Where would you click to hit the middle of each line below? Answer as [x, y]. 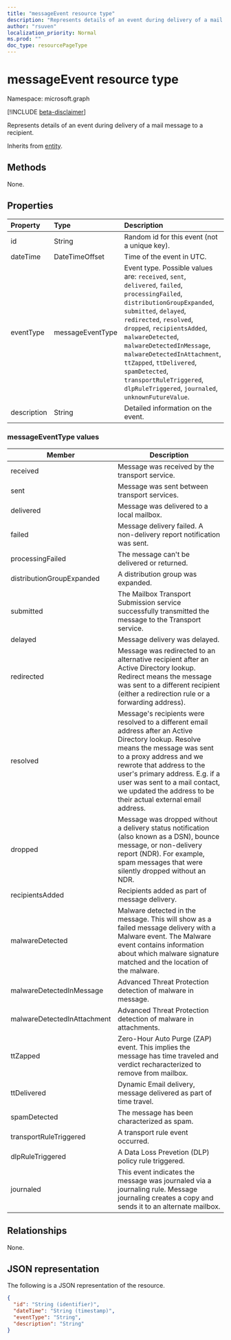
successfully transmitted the [164, 611]
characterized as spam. [156, 1121]
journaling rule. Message [158, 1189]
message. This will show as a [165, 919]
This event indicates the [156, 1172]
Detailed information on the [168, 408]
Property [25, 225]
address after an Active [155, 730]
